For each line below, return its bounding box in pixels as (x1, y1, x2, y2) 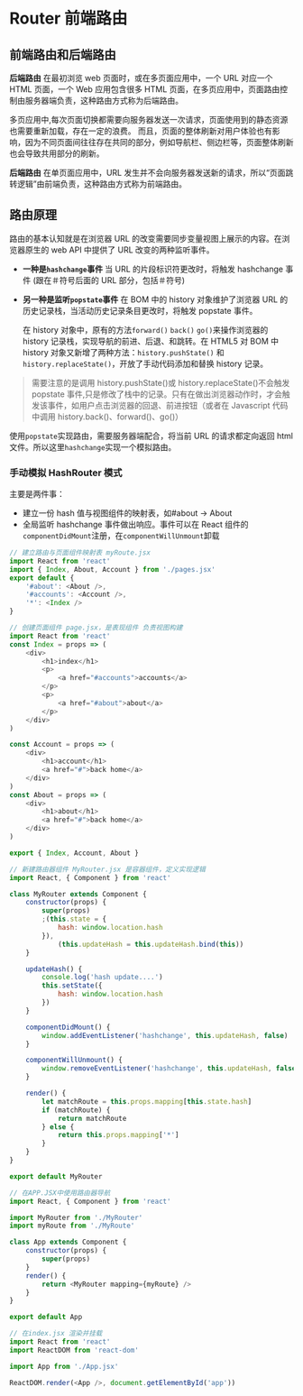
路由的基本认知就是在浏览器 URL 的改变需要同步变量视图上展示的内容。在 (9, 233, 282, 243)
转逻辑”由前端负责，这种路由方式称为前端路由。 (9, 179, 188, 189)
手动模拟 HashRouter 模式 (9, 466, 123, 479)
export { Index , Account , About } (9, 849, 140, 858)
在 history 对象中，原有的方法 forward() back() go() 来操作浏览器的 (22, 324, 269, 335)
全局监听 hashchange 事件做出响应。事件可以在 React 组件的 (22, 519, 250, 530)
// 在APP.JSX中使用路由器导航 (9, 1188, 111, 1198)
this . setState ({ (41, 981, 103, 990)
